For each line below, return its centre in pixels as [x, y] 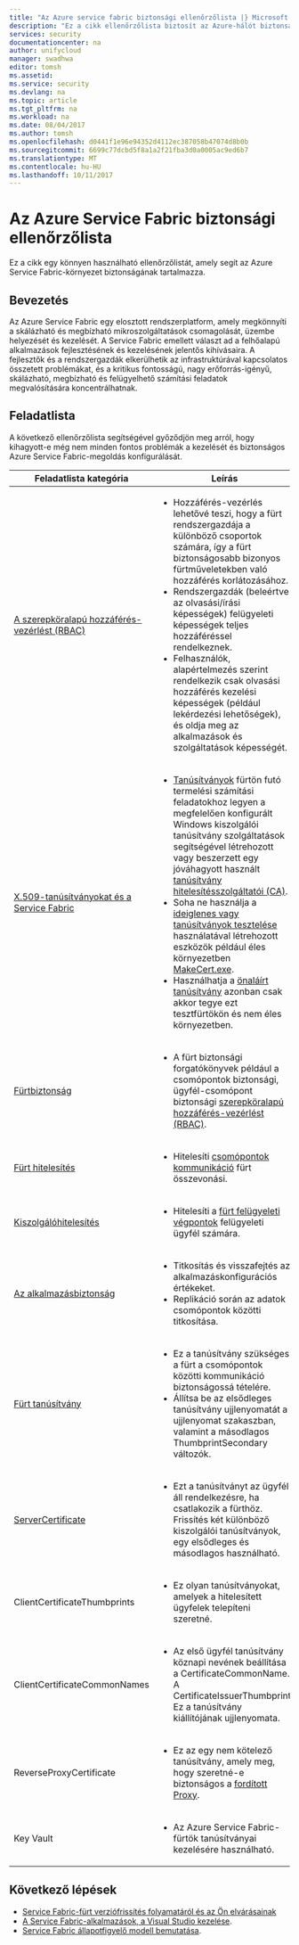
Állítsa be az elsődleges [222, 1398]
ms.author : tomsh [41, 134]
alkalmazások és [208, 736]
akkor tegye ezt [206, 1002]
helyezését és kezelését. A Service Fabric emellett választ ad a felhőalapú [145, 341]
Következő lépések [63, 1890]
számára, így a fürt [212, 546]
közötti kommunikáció [219, 1375]
